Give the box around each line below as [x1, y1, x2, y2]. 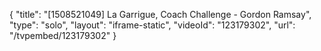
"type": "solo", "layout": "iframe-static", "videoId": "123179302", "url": [9, 19, 296, 31]
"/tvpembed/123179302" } [9, 30, 117, 41]
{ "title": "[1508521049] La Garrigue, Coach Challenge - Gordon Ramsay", [9, 9, 312, 20]
